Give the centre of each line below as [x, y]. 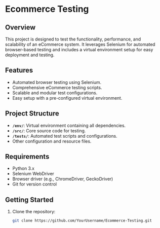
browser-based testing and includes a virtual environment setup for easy [79, 50]
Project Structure [32, 114]
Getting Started [29, 200]
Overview [20, 27]
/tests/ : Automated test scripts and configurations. [65, 136]
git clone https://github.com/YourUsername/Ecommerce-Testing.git [82, 221]
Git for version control [35, 184]
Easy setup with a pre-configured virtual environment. [67, 98]
